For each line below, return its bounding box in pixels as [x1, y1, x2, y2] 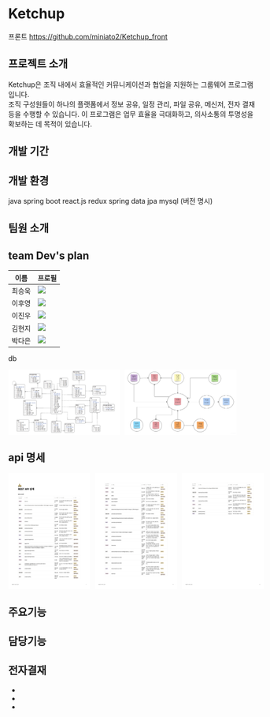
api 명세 [8, 451, 46, 464]
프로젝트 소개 [8, 57, 68, 71]
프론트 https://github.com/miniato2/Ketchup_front [8, 32, 168, 41]
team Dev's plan [8, 249, 90, 262]
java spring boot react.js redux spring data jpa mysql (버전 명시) [8, 196, 213, 205]
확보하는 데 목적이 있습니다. [8, 119, 93, 129]
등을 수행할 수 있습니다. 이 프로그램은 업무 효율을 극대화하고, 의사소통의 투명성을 [8, 109, 254, 118]
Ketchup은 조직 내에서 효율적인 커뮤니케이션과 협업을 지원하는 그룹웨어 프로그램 [8, 80, 254, 89]
